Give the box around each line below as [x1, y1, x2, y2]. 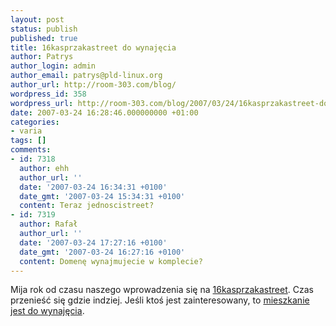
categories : [10, 117, 60, 127]
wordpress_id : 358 [10, 89, 87, 99]
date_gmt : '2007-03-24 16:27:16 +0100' [19, 247, 186, 257]
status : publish [10, 24, 78, 34]
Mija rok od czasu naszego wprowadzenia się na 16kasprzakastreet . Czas [10, 284, 314, 296]
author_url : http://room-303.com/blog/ [10, 80, 177, 90]
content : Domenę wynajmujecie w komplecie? [19, 256, 203, 266]
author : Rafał [19, 219, 78, 230]
